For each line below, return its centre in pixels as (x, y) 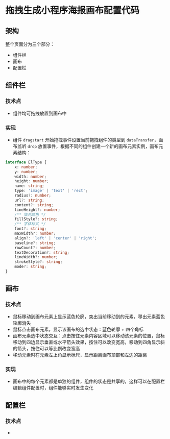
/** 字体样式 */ (30, 224)
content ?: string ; (34, 205)
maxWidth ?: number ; (35, 234)
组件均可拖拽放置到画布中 (40, 113)
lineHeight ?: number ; (37, 210)
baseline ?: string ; (35, 243)
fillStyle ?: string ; (36, 219)
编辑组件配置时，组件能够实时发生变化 (53, 387)
